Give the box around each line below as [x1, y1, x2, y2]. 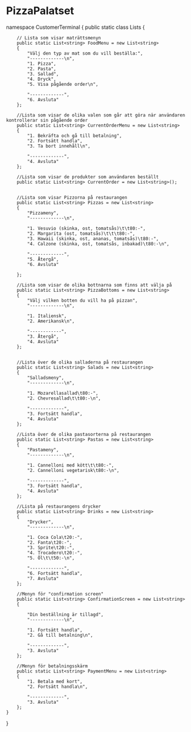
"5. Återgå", [27, 256, 59, 262]
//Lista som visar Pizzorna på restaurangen [16, 194, 128, 201]
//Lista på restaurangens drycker [16, 503, 101, 510]
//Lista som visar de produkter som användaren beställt [16, 174, 159, 180]
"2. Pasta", [27, 66, 57, 72]
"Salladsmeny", [27, 375, 65, 381]
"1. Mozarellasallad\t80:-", [27, 390, 99, 396]
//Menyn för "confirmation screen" [16, 591, 104, 597]
